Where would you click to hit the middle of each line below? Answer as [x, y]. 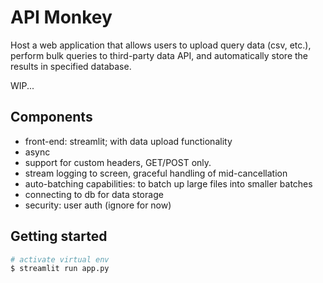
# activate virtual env [60, 259]
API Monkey [61, 17]
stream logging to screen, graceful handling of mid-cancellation [156, 173]
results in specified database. [71, 66]
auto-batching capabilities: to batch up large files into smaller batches [168, 183]
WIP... [22, 85]
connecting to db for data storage [94, 194]
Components [51, 117]
